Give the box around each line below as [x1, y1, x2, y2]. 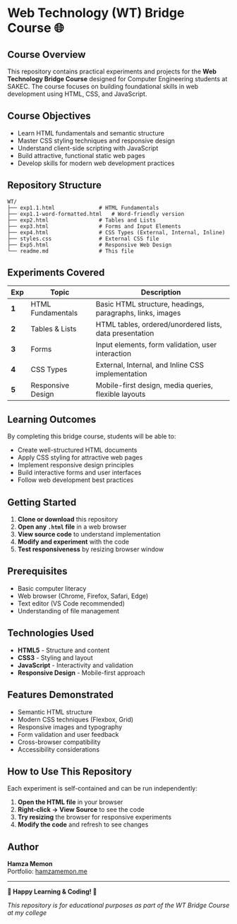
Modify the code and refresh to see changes [17, 820, 149, 829]
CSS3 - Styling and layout [17, 653, 93, 661]
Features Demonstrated [7, 689, 114, 701]
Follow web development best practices [17, 476, 134, 484]
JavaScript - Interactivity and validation [17, 661, 134, 669]
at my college [7, 908, 47, 917]
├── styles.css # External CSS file [7, 235, 159, 242]
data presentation [95, 328, 154, 338]
